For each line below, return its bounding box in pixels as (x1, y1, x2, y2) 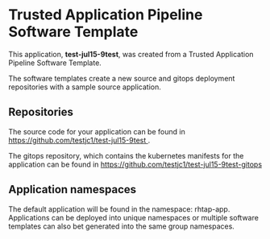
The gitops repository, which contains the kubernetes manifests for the (8, 150, 244, 160)
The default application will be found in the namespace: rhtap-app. (8, 204, 231, 214)
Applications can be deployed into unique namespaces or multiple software (8, 212, 260, 222)
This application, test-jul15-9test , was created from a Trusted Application (8, 49, 254, 59)
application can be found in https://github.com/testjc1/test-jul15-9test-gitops (8, 159, 263, 169)
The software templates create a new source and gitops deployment (8, 73, 235, 83)
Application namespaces (8, 183, 137, 196)
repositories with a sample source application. (8, 82, 161, 92)
